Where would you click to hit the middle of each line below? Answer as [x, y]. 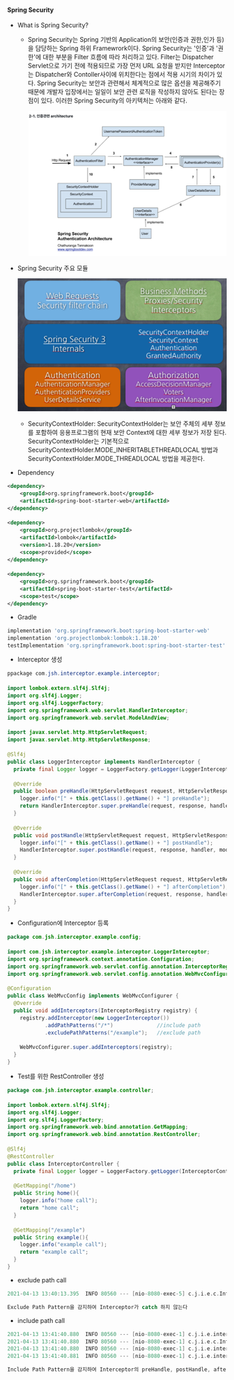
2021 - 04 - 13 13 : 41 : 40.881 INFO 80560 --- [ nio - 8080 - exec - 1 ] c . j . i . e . [110, 1356]
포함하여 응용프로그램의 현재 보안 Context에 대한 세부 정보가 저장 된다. [131, 432]
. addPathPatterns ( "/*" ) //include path [122, 1025]
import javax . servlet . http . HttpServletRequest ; [78, 733]
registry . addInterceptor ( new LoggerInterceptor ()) [95, 1018]
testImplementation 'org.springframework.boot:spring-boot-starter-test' [117, 645]
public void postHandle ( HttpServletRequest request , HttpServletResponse [123, 835]
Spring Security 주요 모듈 [53, 268]
